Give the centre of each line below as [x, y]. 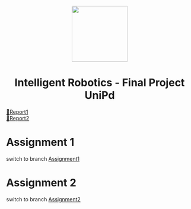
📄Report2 [18, 118]
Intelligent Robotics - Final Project [100, 83]
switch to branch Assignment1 [43, 158]
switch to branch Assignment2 [44, 199]
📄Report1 [17, 112]
